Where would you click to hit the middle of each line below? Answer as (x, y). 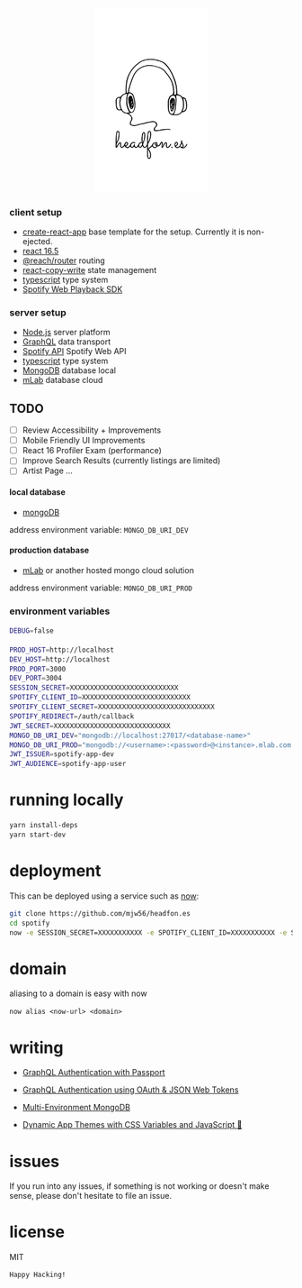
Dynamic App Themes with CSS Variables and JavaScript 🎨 (132, 1125)
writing (36, 1047)
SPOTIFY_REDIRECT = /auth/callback (72, 716)
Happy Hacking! (38, 1275)
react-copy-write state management (89, 269)
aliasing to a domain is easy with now (78, 993)
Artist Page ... (48, 470)
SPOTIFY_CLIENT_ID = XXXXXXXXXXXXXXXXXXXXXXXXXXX (100, 698)
